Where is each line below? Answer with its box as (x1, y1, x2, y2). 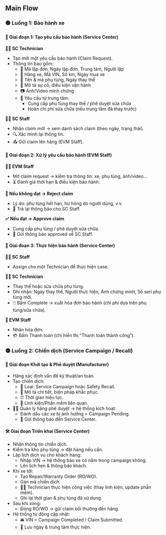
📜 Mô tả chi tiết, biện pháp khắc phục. (20, 389, 99, 395)
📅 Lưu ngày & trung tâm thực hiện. (20, 524, 92, 530)
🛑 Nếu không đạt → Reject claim (5, 190, 73, 196)
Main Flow (5, 4, 38, 13)
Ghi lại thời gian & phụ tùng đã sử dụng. (20, 495, 102, 501)
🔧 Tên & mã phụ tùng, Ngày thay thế (20, 76, 95, 83)
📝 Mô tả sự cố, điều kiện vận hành (20, 82, 91, 88)
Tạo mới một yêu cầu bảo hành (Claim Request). (12, 55, 113, 61)
